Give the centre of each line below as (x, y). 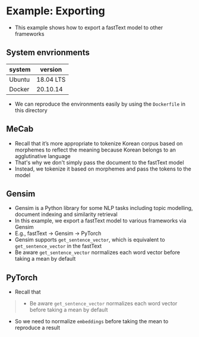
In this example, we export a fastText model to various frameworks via (100, 221)
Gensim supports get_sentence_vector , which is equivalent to (90, 240)
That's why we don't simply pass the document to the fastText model (99, 162)
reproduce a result (37, 328)
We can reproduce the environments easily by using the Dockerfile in (100, 104)
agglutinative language (43, 156)
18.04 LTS (51, 79)
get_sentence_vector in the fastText (58, 246)
